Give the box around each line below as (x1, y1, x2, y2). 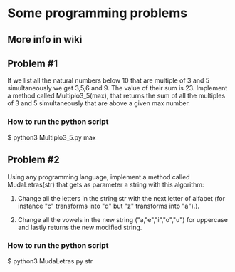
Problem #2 (7, 154, 60, 166)
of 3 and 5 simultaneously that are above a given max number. (7, 99, 191, 108)
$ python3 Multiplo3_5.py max (7, 133, 96, 142)
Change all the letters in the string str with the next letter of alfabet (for (17, 194, 226, 202)
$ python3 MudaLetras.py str (7, 256, 93, 265)
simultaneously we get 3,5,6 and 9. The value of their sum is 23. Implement (7, 84, 228, 93)
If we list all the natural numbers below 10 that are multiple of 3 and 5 (7, 76, 210, 85)
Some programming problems (7, 5, 188, 21)
